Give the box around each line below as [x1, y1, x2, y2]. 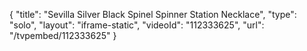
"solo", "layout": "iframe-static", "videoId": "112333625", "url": [9, 19, 265, 31]
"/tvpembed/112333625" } [9, 30, 117, 41]
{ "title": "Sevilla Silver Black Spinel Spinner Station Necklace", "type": [9, 9, 297, 20]
